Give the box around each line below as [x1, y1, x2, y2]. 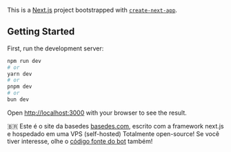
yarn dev [7, 70, 32, 77]
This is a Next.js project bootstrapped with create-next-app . [7, 6, 178, 14]
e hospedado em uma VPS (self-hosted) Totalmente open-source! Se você [7, 129, 219, 137]
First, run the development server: [7, 44, 104, 53]
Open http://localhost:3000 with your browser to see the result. [7, 108, 188, 117]
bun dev [7, 96, 30, 103]
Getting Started [7, 26, 75, 37]
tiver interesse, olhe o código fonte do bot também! [7, 137, 153, 145]
